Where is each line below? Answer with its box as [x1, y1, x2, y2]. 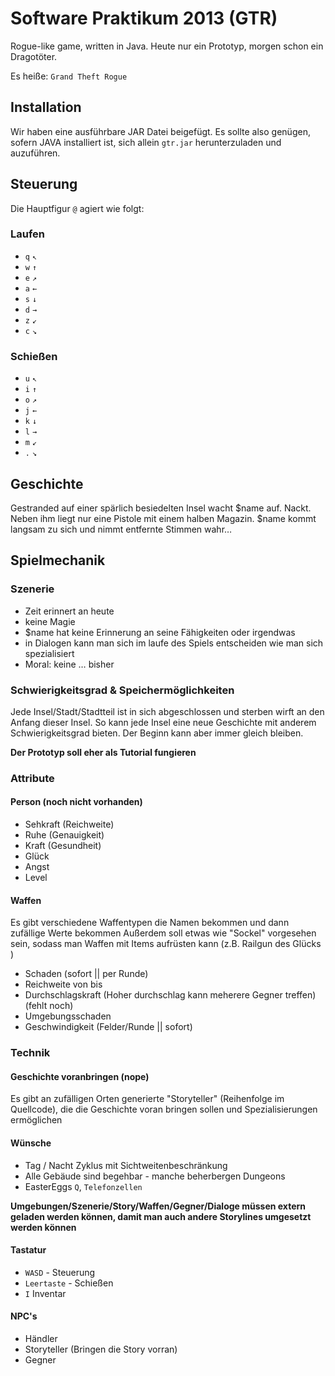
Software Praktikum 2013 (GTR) [10, 7, 278, 30]
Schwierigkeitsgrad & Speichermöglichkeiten [10, 683, 235, 697]
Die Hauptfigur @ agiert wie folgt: [10, 202, 145, 214]
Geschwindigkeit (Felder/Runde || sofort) [24, 1021, 193, 1033]
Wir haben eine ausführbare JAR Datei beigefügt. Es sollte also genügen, [10, 125, 311, 137]
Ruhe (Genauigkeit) [24, 829, 105, 841]
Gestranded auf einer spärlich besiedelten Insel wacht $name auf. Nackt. [10, 502, 312, 514]
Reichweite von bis [24, 978, 103, 991]
